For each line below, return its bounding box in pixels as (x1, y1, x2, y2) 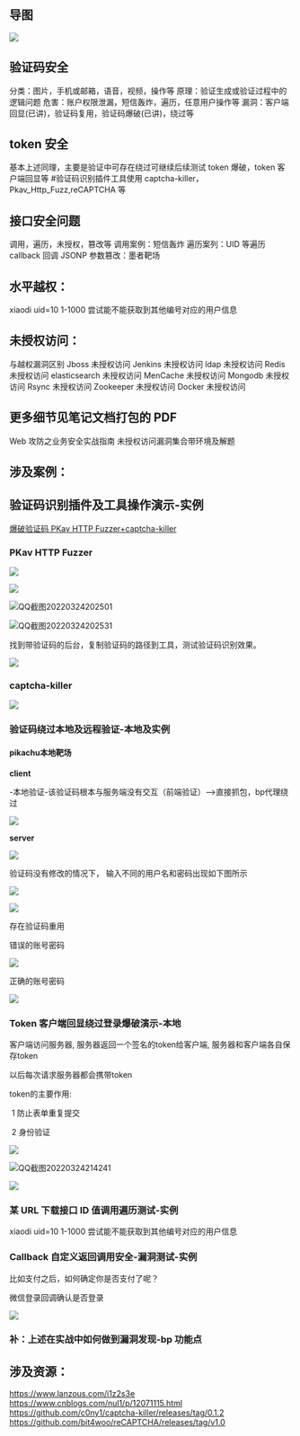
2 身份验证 (11, 1126, 51, 1137)
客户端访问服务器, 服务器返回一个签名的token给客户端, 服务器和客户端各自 (9, 1039, 283, 1050)
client (9, 768, 31, 779)
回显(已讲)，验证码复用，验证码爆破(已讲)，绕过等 (9, 108, 195, 119)
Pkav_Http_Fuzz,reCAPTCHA (9, 184, 117, 195)
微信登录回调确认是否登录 (9, 1291, 104, 1303)
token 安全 (9, 137, 69, 152)
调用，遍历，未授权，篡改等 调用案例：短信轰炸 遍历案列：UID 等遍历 (9, 239, 267, 250)
